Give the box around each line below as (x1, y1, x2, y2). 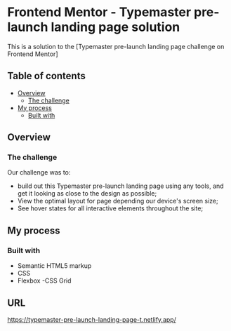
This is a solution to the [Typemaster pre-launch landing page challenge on (7, 42, 225, 50)
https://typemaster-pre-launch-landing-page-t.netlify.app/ (7, 315, 177, 323)
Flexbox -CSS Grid (17, 276, 72, 285)
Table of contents (7, 70, 86, 82)
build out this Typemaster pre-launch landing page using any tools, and (17, 182, 224, 190)
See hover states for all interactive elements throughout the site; (17, 204, 204, 212)
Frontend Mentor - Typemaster (7, 4, 192, 20)
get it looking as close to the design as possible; (17, 189, 157, 198)
